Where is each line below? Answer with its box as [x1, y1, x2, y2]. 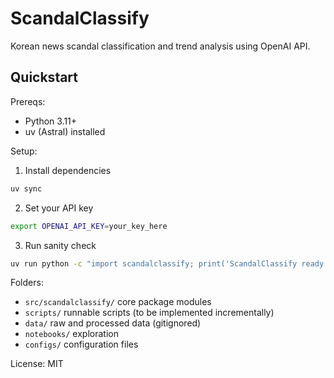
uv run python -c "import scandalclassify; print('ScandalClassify [10, 258, 298, 269]
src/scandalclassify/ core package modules [24, 296, 212, 308]
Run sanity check [24, 239, 97, 251]
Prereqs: [10, 95, 46, 107]
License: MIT [10, 358, 64, 370]
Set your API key [24, 202, 94, 214]
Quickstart [10, 69, 79, 86]
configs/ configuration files [24, 338, 139, 351]
